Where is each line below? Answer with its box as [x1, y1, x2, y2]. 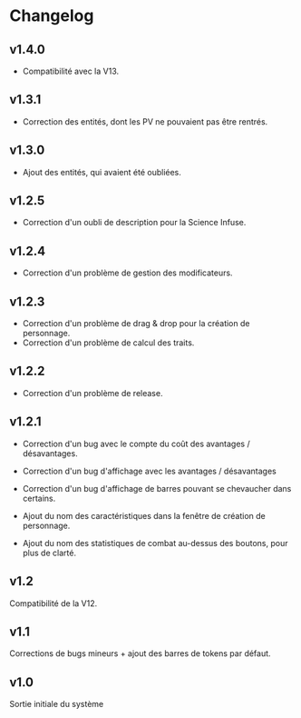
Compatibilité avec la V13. [22, 65, 120, 76]
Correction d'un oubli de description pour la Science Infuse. [22, 217, 247, 228]
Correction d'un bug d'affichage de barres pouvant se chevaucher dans [22, 483, 292, 494]
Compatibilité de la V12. [9, 597, 98, 609]
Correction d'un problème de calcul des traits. [22, 337, 195, 348]
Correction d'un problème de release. [22, 387, 163, 398]
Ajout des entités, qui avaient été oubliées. [22, 166, 181, 177]
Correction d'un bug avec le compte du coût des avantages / [22, 438, 251, 449]
